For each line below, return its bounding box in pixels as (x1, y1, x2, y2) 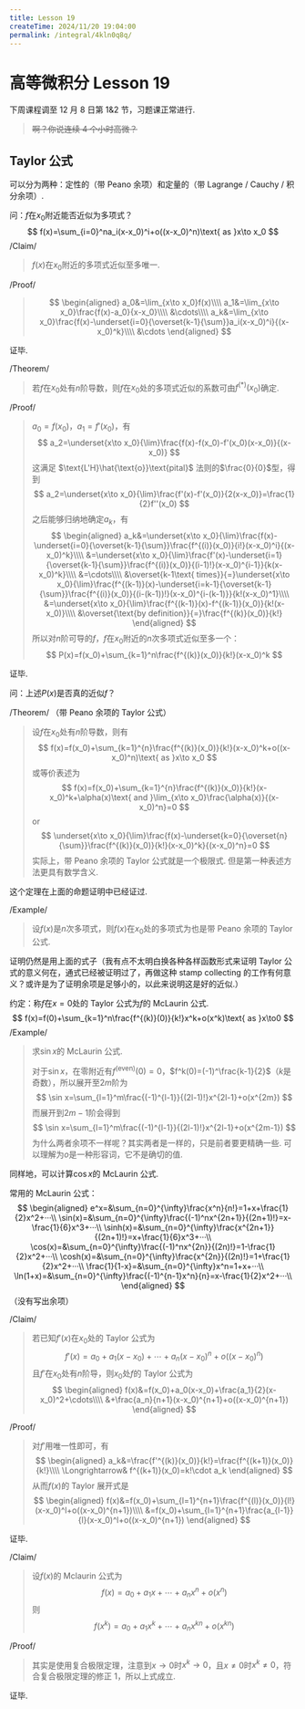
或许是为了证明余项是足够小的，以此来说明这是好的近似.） (25, 978, 244, 990)
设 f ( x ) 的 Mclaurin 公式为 (31, 1570, 123, 1581)
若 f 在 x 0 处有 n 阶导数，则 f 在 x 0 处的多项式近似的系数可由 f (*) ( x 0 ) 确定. (31, 380, 280, 395)
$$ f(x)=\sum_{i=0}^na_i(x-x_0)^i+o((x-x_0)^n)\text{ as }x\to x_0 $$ (26, 225, 280, 237)
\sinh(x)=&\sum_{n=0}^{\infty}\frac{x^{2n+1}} (103, 1222, 275, 1233)
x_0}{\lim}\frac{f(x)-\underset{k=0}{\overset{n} (109, 830, 289, 841)
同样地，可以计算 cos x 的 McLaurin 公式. (9, 1168, 159, 1179)
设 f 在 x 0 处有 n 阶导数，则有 (31, 726, 129, 739)
